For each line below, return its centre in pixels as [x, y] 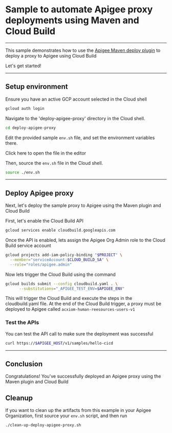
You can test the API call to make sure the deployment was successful [79, 334]
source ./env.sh [23, 172]
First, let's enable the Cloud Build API [44, 221]
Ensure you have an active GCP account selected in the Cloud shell [76, 99]
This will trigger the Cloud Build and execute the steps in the [69, 298]
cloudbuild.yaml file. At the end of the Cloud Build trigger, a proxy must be [83, 304]
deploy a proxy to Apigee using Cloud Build [51, 55]
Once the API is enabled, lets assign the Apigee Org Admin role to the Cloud [85, 240]
